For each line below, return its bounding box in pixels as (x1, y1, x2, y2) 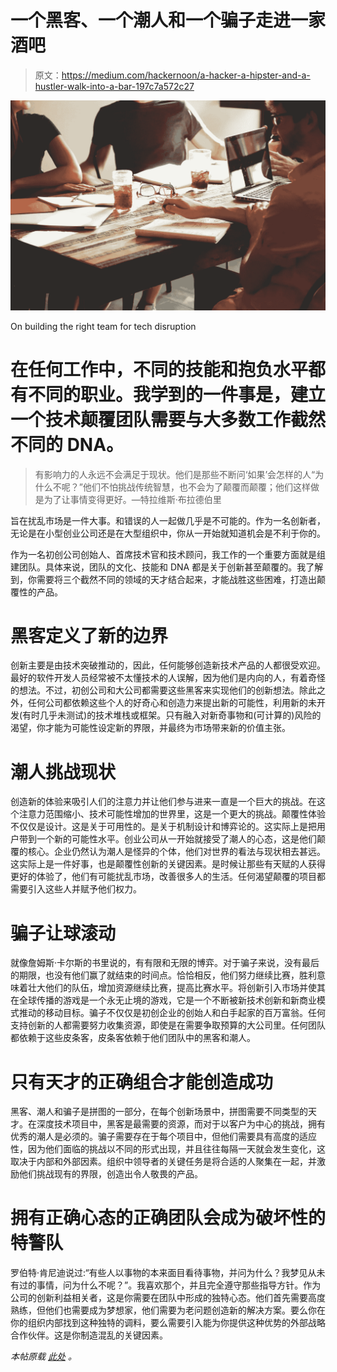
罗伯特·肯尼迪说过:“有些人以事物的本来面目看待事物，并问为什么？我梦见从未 (10, 1267, 326, 1279)
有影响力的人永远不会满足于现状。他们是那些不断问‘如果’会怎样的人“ (34, 468, 316, 480)
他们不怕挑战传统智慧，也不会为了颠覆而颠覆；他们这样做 (82, 481, 320, 493)
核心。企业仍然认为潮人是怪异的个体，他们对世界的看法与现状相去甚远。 (27, 846, 326, 858)
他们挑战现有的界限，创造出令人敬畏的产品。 (18, 1168, 203, 1180)
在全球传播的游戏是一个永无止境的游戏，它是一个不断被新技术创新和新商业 (10, 994, 317, 1006)
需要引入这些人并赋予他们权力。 (10, 883, 142, 895)
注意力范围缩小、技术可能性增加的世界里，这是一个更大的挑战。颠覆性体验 (18, 808, 326, 820)
